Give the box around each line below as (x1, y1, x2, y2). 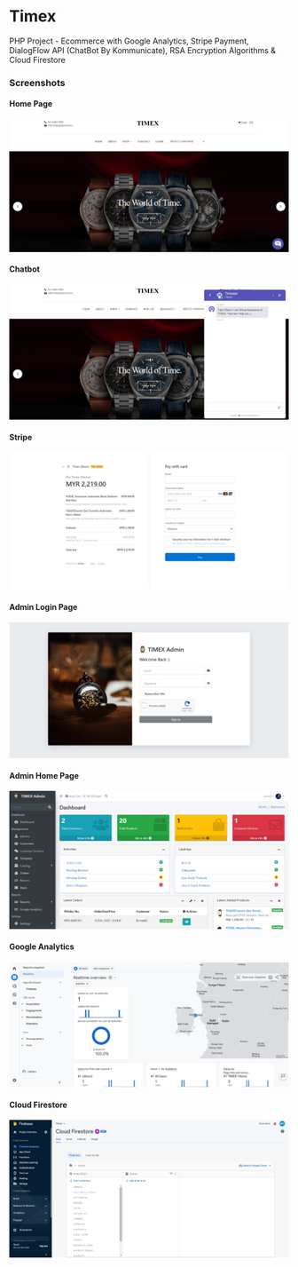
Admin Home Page (9, 770, 80, 780)
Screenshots (9, 76, 66, 89)
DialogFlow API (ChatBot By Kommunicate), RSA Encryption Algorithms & (9, 44, 277, 55)
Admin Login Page (9, 602, 78, 613)
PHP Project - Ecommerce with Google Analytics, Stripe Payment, (9, 36, 250, 46)
